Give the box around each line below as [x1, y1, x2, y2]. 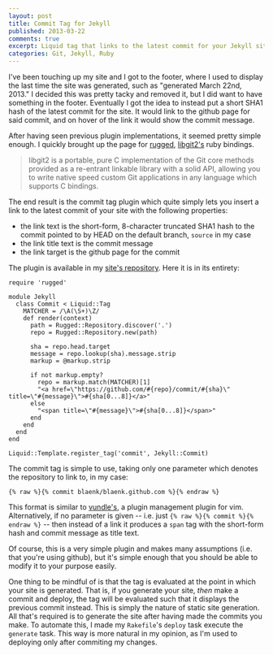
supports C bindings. [28, 181, 99, 191]
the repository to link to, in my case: [8, 472, 128, 482]
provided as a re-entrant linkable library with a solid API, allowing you [28, 164, 261, 173]
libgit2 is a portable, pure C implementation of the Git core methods [28, 155, 254, 165]
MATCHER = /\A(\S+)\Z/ [23, 307, 100, 315]
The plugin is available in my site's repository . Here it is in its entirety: [8, 263, 240, 272]
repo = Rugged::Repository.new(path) [29, 328, 158, 336]
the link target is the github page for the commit [19, 247, 180, 257]
